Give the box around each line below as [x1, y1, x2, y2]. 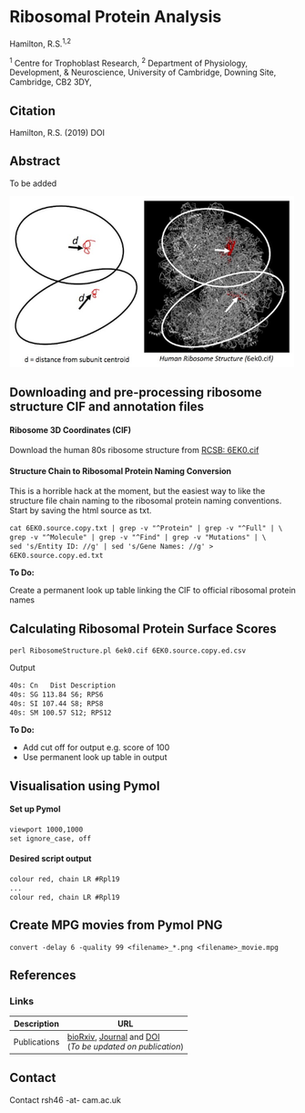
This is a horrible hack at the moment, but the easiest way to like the [9, 486, 266, 497]
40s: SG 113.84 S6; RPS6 [9, 690, 104, 699]
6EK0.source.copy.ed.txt [9, 551, 104, 561]
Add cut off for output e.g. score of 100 [22, 742, 170, 753]
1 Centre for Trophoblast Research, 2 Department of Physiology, [9, 56, 249, 68]
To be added [9, 178, 57, 189]
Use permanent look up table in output [22, 752, 168, 763]
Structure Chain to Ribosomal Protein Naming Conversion [9, 465, 232, 476]
